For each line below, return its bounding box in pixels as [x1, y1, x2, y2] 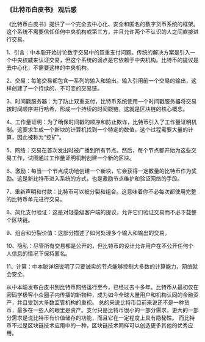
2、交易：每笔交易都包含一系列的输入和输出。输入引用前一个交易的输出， [6, 77, 192, 84]
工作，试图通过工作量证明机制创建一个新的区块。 [11, 154, 135, 162]
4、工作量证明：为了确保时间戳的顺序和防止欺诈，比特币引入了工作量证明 [6, 118, 192, 126]
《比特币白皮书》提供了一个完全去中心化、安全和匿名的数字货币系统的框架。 [6, 20, 199, 28]
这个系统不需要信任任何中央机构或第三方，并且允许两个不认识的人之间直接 [6, 28, 193, 35]
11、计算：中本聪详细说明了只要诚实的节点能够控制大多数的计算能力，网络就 [6, 263, 198, 270]
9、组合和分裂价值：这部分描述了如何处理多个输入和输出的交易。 [6, 229, 170, 237]
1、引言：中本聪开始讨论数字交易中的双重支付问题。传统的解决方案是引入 [6, 49, 190, 56]
